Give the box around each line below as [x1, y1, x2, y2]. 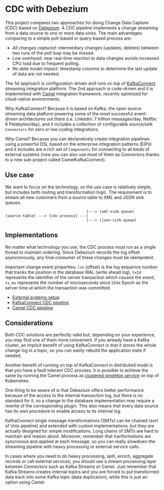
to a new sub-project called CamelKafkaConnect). [5, 156, 106, 162]
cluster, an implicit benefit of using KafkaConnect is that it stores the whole [5, 342, 157, 348]
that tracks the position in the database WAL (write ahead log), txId [5, 269, 141, 275]
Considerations [5, 319, 53, 327]
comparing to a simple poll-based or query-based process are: [5, 35, 132, 41]
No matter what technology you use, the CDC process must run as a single [5, 244, 156, 250]
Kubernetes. [5, 378, 30, 384]
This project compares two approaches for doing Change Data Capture [5, 20, 149, 26]
